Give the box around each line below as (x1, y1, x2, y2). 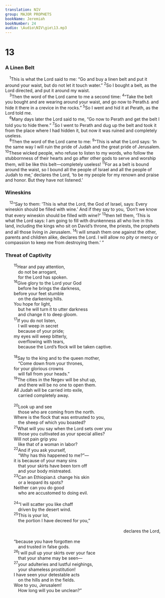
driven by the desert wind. (18, 506, 71, 512)
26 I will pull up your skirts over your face (14, 549, 96, 556)
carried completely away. (18, 392, 69, 399)
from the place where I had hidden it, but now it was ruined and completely (5, 127, 158, 133)
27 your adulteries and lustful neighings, (14, 560, 94, 567)
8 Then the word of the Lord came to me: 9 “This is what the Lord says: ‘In (9, 138, 157, 145)
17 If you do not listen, (14, 317, 57, 324)
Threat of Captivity (5, 252, 52, 258)
